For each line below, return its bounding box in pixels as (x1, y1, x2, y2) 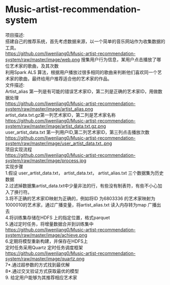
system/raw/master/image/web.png (5, 56, 80, 62)
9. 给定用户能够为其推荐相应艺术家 (5, 274, 78, 280)
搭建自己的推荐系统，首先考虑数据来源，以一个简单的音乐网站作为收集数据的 (5, 38, 165, 44)
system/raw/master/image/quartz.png (5, 255, 85, 262)
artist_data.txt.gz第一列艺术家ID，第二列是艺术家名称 (5, 112, 116, 118)
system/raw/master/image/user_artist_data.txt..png (5, 140, 113, 146)
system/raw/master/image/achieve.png (5, 232, 88, 238)
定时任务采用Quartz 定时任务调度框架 (5, 244, 83, 250)
